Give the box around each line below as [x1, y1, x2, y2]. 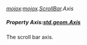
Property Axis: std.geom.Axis [6, 18, 81, 25]
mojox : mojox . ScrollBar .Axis [6, 5, 74, 12]
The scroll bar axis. [6, 33, 54, 40]
